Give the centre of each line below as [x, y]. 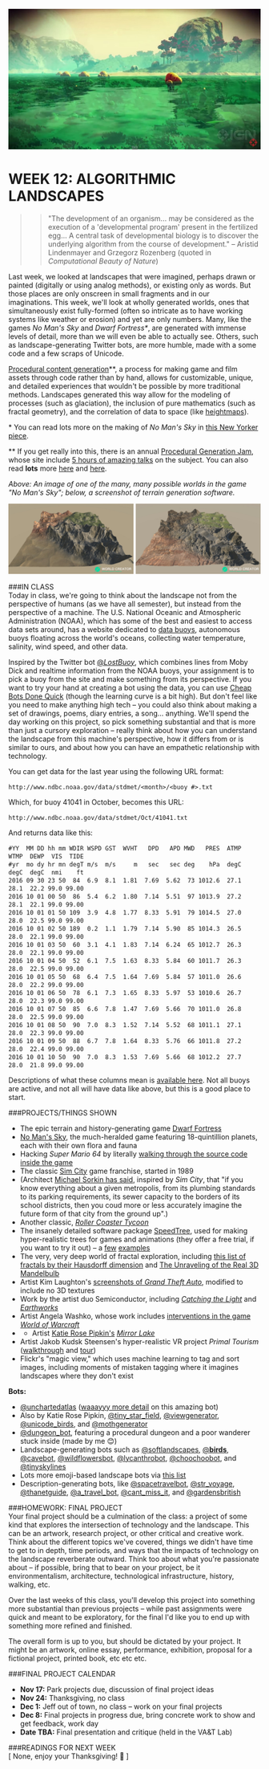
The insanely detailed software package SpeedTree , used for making [134, 1230]
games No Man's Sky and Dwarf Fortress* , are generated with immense [127, 328]
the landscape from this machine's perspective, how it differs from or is [126, 739]
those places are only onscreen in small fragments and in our [109, 293]
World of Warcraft [50, 1324]
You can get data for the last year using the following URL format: [116, 771]
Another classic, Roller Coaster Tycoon [84, 1222]
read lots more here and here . [58, 468]
